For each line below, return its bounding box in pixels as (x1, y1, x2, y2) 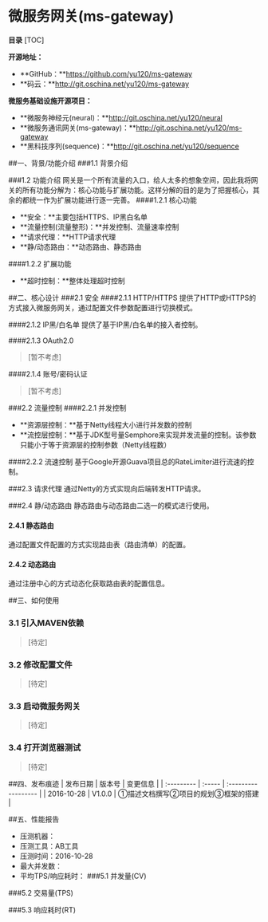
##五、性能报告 (8, 814, 60, 824)
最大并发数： (19, 861, 62, 870)
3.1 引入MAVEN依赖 (8, 617, 85, 628)
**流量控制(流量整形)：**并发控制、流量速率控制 (19, 222, 179, 231)
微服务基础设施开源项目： (8, 96, 93, 105)
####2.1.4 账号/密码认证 (8, 368, 88, 379)
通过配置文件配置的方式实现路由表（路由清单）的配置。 (8, 540, 190, 550)
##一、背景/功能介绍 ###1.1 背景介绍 (8, 158, 128, 167)
